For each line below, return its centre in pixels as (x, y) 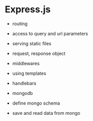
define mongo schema (36, 103)
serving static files (32, 43)
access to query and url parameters (50, 33)
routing (20, 24)
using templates (29, 73)
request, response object (39, 53)
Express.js (28, 9)
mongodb (22, 93)
